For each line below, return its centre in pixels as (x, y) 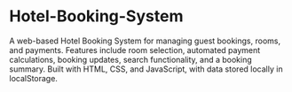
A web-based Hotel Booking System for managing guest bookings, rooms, (145, 41)
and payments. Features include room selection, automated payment (135, 50)
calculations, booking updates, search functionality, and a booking (131, 59)
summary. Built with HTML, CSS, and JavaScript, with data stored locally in (146, 69)
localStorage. (33, 78)
